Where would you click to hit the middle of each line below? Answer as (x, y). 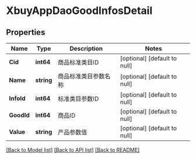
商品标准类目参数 (81, 76)
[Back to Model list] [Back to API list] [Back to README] (73, 150)
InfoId (17, 98)
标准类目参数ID (78, 99)
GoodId (20, 115)
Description (86, 49)
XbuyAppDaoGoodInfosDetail (79, 11)
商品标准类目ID (78, 62)
